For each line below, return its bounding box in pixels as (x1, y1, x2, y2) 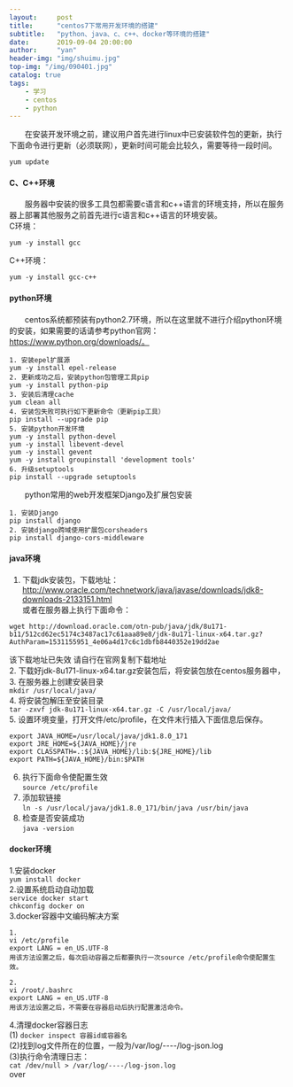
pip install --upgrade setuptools (9, 472, 137, 481)
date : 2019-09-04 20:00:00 (9, 37, 133, 47)
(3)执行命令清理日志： (9, 1052, 90, 1062)
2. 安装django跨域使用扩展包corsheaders (9, 525, 149, 534)
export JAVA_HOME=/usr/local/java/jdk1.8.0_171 (9, 732, 189, 741)
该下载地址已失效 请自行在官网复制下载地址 (9, 654, 166, 664)
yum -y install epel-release (9, 363, 117, 372)
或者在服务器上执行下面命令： (21, 604, 131, 615)
